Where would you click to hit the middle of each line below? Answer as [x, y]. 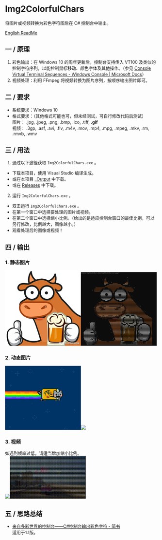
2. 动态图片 [18, 358]
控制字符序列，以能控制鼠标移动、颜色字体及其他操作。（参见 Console [81, 68]
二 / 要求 [17, 97]
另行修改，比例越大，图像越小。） [45, 224]
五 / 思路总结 [24, 513]
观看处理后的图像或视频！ [38, 231]
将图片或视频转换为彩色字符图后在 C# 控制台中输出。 [58, 23]
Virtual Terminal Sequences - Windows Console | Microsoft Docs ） [79, 74]
